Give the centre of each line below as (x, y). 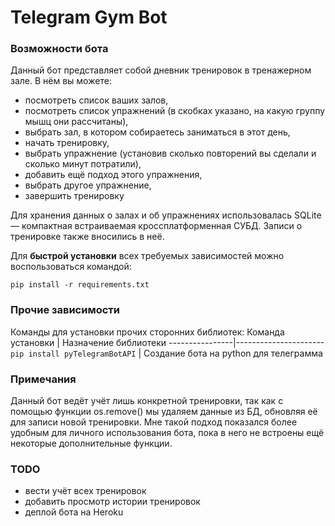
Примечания (43, 379)
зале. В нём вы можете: (61, 81)
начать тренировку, (67, 143)
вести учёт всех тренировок (85, 491)
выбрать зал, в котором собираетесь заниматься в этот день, (157, 132)
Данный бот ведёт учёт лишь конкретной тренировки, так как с (147, 401)
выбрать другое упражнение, (88, 185)
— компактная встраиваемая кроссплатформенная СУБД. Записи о (156, 226)
